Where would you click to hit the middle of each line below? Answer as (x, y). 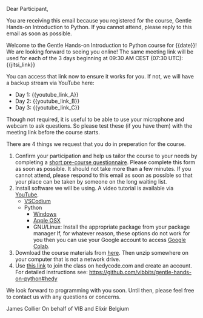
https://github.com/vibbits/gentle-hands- (140, 272)
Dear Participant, (27, 9)
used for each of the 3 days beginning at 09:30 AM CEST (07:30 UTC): (95, 58)
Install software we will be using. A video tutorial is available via (94, 188)
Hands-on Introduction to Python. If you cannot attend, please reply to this (99, 27)
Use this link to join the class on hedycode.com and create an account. (103, 266)
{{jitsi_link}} (21, 64)
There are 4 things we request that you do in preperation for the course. (96, 144)
